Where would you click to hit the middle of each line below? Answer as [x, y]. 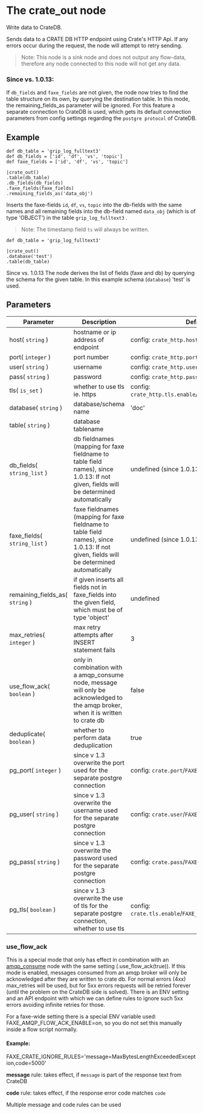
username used [95, 810]
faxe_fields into [95, 595]
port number [91, 357]
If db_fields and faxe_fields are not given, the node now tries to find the [97, 93]
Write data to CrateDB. [34, 27]
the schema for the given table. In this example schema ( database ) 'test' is [98, 280]
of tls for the [91, 906]
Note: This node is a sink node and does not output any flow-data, [103, 57]
